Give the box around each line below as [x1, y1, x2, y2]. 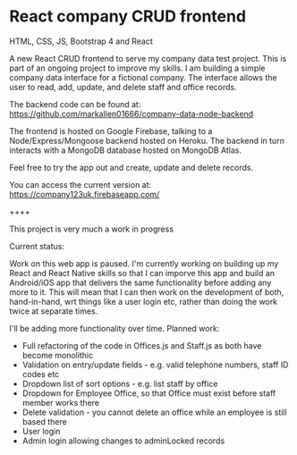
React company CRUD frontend [9, 6, 247, 27]
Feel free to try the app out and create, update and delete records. [9, 162, 253, 173]
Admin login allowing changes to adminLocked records [21, 435, 225, 446]
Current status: [9, 240, 65, 251]
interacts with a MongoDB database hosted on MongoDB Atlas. [9, 145, 242, 156]
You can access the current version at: [9, 179, 152, 190]
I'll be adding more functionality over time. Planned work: [9, 323, 220, 333]
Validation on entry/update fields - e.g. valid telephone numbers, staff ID [21, 359, 289, 370]
